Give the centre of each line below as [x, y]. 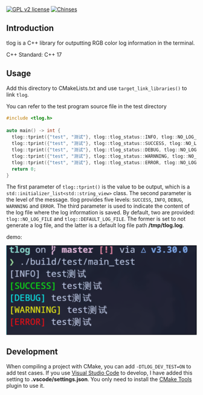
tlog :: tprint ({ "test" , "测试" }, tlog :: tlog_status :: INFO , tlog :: [95, 137]
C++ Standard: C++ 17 [34, 54]
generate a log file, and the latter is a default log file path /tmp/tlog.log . [95, 225]
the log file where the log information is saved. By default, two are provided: [101, 213]
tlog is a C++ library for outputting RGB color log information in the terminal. [101, 43]
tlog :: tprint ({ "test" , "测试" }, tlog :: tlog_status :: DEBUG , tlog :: [96, 150]
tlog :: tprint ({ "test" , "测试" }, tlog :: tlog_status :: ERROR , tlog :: [96, 162]
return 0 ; [24, 169]
